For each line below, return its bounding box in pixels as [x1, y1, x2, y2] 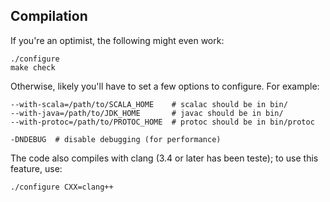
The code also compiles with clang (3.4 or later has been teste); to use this [10, 152, 319, 164]
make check [10, 62, 56, 73]
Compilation [10, 8, 88, 25]
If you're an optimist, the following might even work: [10, 34, 225, 46]
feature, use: [10, 162, 63, 174]
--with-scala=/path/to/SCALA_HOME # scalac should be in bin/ [10, 99, 288, 109]
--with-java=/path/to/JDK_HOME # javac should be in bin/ [10, 108, 284, 118]
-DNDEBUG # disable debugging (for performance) [10, 134, 222, 144]
